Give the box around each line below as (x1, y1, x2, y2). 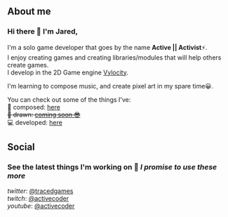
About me (7, 6, 51, 18)
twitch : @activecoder (7, 195, 69, 203)
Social (7, 141, 35, 153)
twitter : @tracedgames (7, 187, 74, 195)
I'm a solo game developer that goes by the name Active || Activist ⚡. (7, 43, 208, 51)
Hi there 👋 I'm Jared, (7, 27, 79, 37)
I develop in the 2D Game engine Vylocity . (7, 68, 128, 77)
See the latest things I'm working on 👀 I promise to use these (7, 162, 217, 171)
